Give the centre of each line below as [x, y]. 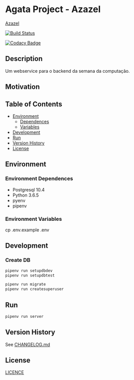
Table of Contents [34, 104]
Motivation [23, 87]
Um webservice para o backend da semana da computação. [68, 71]
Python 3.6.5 [26, 195]
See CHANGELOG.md [28, 344]
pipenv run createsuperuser [35, 289]
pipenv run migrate [26, 284]
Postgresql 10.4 [29, 189]
